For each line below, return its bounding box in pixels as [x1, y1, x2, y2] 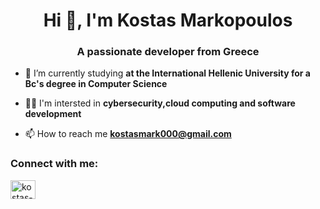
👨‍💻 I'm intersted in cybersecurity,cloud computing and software [24, 97, 296, 109]
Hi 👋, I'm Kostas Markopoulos [43, 9, 293, 32]
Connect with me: [10, 157, 99, 171]
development [24, 108, 82, 120]
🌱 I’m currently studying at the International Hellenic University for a [24, 67, 311, 79]
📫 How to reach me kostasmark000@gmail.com [24, 128, 232, 140]
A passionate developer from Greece [76, 45, 260, 59]
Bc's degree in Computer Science [24, 78, 168, 90]
